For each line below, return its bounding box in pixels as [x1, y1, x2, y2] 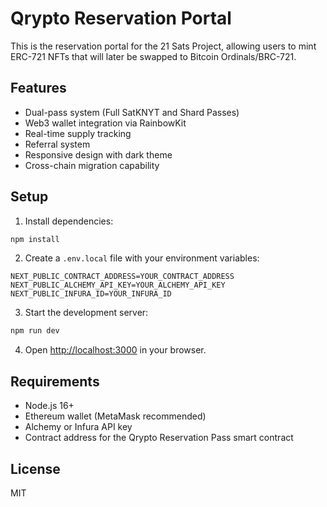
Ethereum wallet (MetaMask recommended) [24, 410, 207, 422]
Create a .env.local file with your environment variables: [24, 252, 260, 264]
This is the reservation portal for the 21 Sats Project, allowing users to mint [10, 40, 317, 52]
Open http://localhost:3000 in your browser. [24, 344, 207, 356]
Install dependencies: [24, 215, 114, 227]
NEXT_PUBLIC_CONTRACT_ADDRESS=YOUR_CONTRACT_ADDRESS [10, 272, 235, 282]
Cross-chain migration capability [24, 159, 160, 171]
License [10, 460, 61, 477]
